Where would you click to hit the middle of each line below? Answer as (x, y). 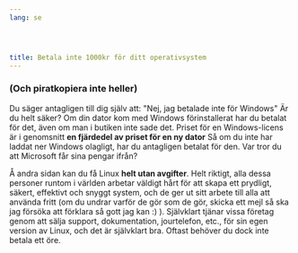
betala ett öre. (35, 240)
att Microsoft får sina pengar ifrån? (74, 156)
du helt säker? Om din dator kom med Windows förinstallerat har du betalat (148, 118)
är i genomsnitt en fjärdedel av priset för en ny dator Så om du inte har (141, 136)
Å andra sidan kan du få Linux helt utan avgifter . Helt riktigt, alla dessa (140, 173)
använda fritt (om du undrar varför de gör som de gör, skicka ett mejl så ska (149, 202)
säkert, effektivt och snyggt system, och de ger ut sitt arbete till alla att (140, 192)
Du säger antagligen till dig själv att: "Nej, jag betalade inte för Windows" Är (149, 108)
